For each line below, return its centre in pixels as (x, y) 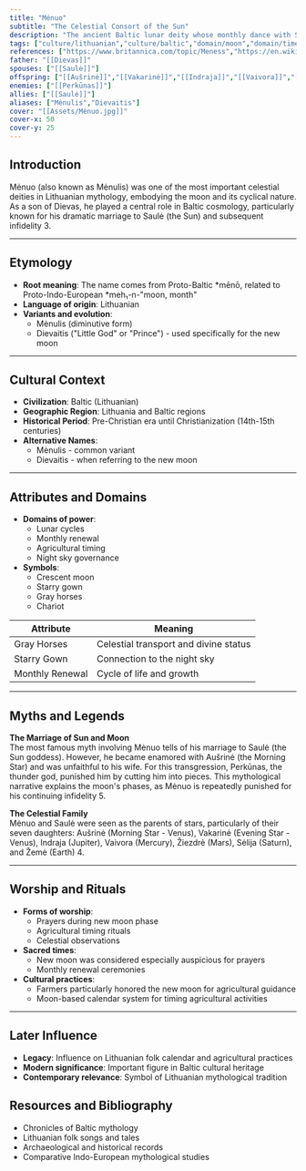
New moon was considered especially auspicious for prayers (151, 960)
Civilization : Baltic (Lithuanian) (81, 402)
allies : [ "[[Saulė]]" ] (52, 94)
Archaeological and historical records (93, 1147)
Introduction (46, 165)
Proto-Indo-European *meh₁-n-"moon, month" (110, 294)
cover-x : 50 (32, 119)
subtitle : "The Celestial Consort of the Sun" (99, 26)
